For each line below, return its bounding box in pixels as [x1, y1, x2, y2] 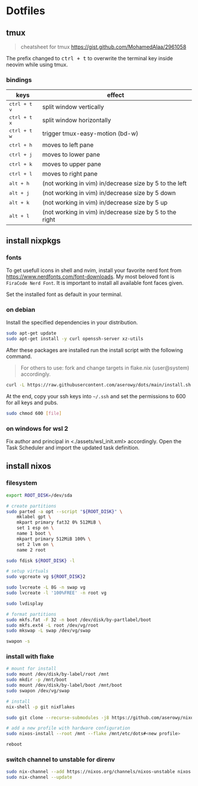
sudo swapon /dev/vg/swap [6, 687, 70, 694]
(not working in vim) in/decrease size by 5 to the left [42, 179, 187, 187]
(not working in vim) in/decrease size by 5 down [42, 189, 176, 197]
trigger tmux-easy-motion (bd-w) [42, 129, 138, 138]
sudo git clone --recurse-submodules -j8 [6, 714, 110, 720]
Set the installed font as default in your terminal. [6, 291, 123, 298]
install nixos [6, 461, 52, 471]
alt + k [9, 199, 29, 206]
